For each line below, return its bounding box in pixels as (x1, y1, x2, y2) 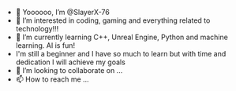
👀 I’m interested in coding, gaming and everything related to (15, 16, 211, 25)
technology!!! (15, 24, 59, 33)
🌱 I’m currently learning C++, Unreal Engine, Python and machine (15, 32, 229, 42)
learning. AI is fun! (15, 41, 76, 50)
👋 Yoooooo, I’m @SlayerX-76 (15, 8, 111, 16)
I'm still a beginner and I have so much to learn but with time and (15, 49, 227, 58)
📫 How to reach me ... (15, 75, 89, 84)
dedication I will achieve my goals (15, 57, 126, 67)
